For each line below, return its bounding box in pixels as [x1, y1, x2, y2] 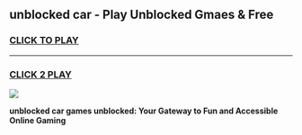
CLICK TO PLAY [9, 34, 79, 47]
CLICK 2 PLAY [9, 67, 72, 80]
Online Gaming [9, 114, 67, 125]
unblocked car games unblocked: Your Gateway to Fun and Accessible [9, 105, 279, 116]
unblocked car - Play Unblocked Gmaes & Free [9, 7, 274, 22]
